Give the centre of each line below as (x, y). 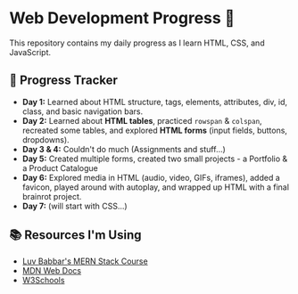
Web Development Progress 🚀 (122, 18)
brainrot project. (52, 196)
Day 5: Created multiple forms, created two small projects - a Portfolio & (155, 159)
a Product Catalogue (60, 167)
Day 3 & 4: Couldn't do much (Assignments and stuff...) (124, 149)
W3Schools (43, 280)
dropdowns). (46, 139)
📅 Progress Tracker (64, 81)
